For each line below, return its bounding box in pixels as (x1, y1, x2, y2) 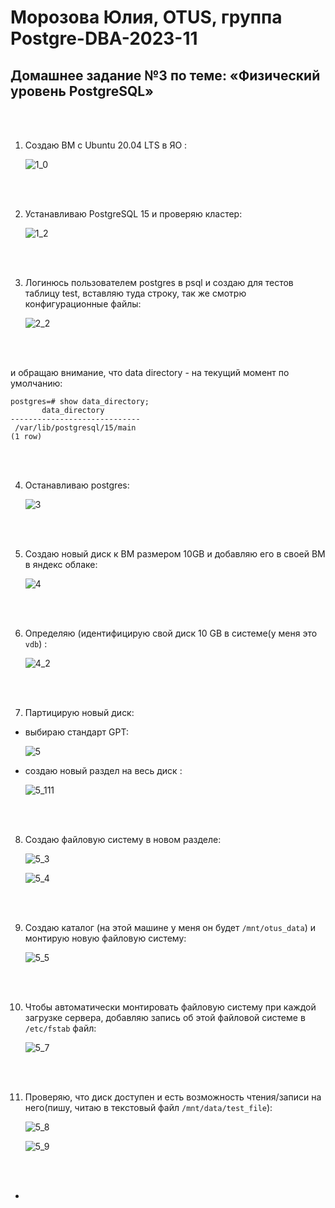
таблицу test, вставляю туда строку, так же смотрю (24, 287, 247, 299)
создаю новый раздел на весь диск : (24, 765, 183, 776)
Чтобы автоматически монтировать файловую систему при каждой (24, 1001, 317, 1013)
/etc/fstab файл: (24, 1022, 97, 1034)
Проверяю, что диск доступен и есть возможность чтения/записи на (24, 1091, 322, 1103)
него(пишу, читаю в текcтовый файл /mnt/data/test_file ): (24, 1102, 273, 1113)
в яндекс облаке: (24, 559, 98, 570)
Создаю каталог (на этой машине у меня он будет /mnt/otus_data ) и (24, 922, 317, 933)
